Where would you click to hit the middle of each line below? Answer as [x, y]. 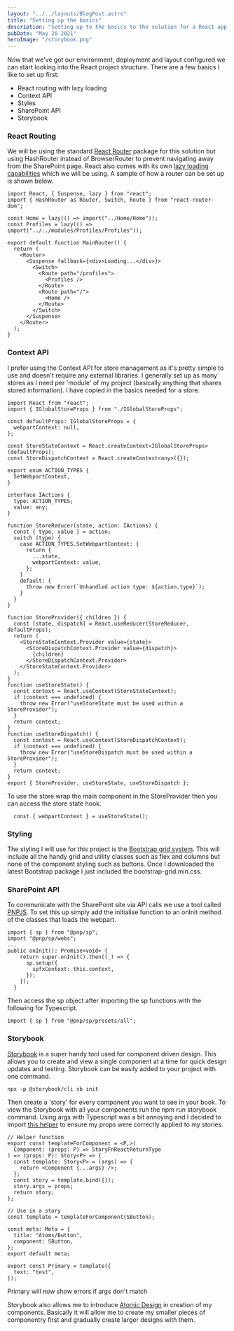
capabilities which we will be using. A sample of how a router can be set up [116, 174]
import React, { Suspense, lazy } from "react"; [80, 194]
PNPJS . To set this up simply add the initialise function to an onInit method [115, 912]
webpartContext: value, [67, 562]
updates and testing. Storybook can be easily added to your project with [111, 1068]
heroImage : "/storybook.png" [50, 40]
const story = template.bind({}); [64, 1180]
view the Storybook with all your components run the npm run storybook [112, 1109]
